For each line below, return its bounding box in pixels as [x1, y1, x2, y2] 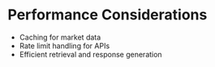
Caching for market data [19, 32, 101, 42]
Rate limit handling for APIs [19, 40, 110, 50]
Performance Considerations [7, 6, 208, 24]
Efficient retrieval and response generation [19, 49, 163, 59]
